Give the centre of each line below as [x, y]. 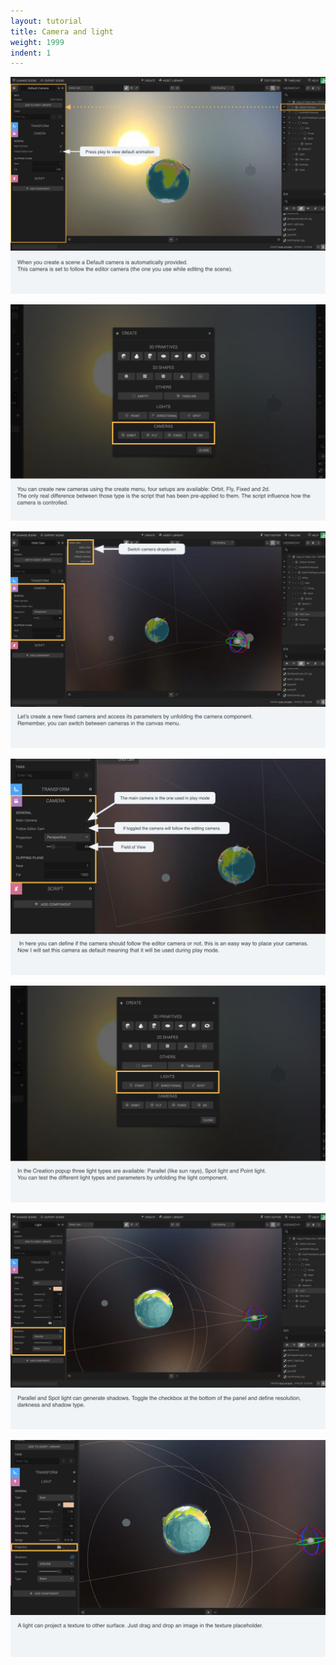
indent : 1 [31, 53]
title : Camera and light [62, 31]
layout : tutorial [46, 21]
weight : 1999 [37, 42]
